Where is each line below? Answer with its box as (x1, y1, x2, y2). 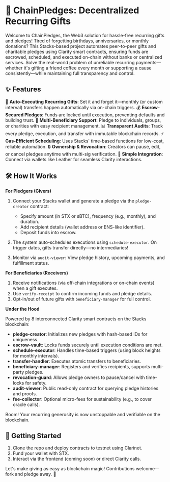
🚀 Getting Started (5, 431, 62, 440)
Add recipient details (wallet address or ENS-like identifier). (20, 224, 145, 230)
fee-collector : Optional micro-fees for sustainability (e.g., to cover (12, 396, 152, 402)
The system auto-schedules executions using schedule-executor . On (12, 239, 157, 245)
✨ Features (5, 85, 41, 94)
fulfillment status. (12, 260, 49, 266)
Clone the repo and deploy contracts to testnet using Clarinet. (12, 445, 143, 451)
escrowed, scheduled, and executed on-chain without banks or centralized (5, 54, 163, 60)
